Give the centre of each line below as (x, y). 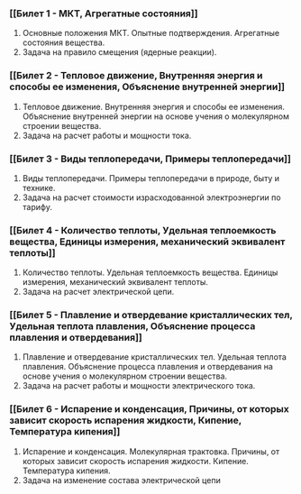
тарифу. (37, 206)
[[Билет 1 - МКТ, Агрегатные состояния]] (104, 14)
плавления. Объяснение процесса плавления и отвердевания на (147, 367)
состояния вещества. (64, 42)
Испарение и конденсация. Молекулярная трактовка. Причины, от (151, 451)
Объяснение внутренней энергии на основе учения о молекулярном (156, 116)
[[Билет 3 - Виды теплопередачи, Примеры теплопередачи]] (150, 159)
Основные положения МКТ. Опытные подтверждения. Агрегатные (151, 33)
